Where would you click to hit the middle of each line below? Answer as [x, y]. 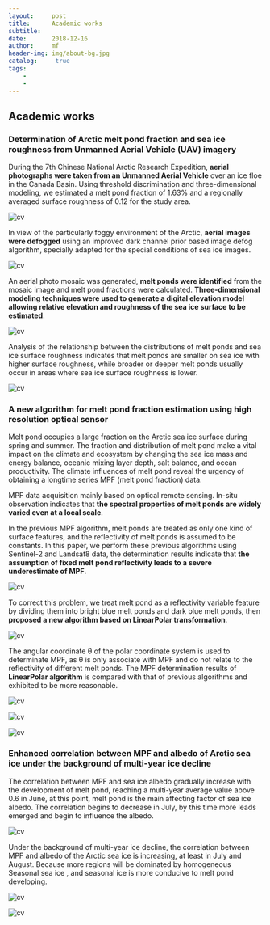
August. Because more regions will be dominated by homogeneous [120, 864]
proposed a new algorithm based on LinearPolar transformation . [118, 620]
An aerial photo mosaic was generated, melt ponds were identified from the [135, 281]
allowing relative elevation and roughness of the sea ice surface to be [127, 307]
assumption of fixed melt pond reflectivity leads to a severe [110, 563]
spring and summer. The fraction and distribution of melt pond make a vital [133, 446]
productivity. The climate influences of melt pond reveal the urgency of [126, 471]
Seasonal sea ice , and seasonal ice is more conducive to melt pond [121, 872]
